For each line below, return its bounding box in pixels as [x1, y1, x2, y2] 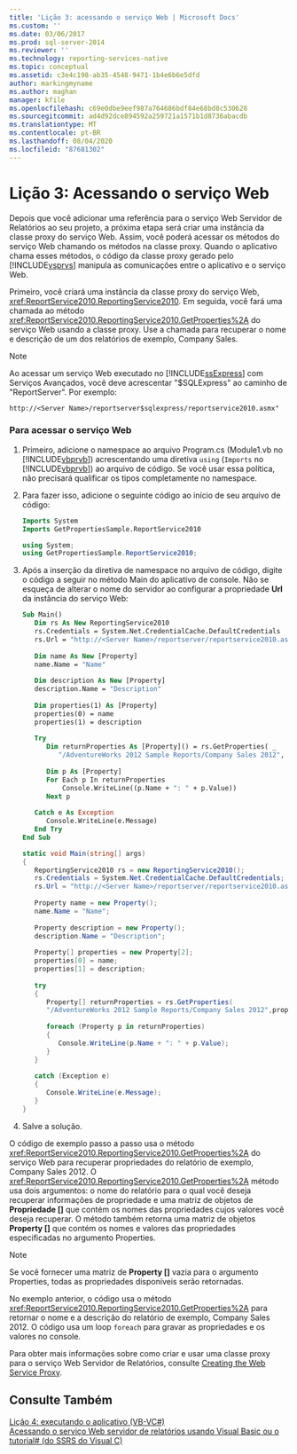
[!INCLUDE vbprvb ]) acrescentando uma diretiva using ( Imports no [21, 453, 264, 464]
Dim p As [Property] [45, 766, 122, 776]
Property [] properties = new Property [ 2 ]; [34, 948, 193, 957]
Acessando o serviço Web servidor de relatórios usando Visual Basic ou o [9, 1426, 279, 1436]
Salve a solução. [21, 1120, 82, 1131]
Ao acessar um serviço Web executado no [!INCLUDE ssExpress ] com [9, 367, 263, 378]
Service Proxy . [9, 1367, 62, 1378]
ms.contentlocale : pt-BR [9, 129, 101, 138]
